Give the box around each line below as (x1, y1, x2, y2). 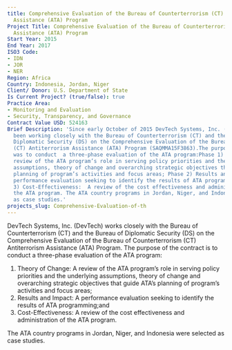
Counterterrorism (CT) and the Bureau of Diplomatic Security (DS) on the (7, 229, 215, 237)
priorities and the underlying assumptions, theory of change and (17, 271, 201, 280)
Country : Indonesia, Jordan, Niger (7, 81, 110, 88)
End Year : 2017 (7, 42, 51, 49)
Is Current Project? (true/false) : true (7, 94, 126, 101)
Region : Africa (7, 74, 51, 81)
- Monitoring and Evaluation (7, 106, 91, 113)
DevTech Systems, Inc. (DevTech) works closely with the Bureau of (7, 222, 198, 230)
